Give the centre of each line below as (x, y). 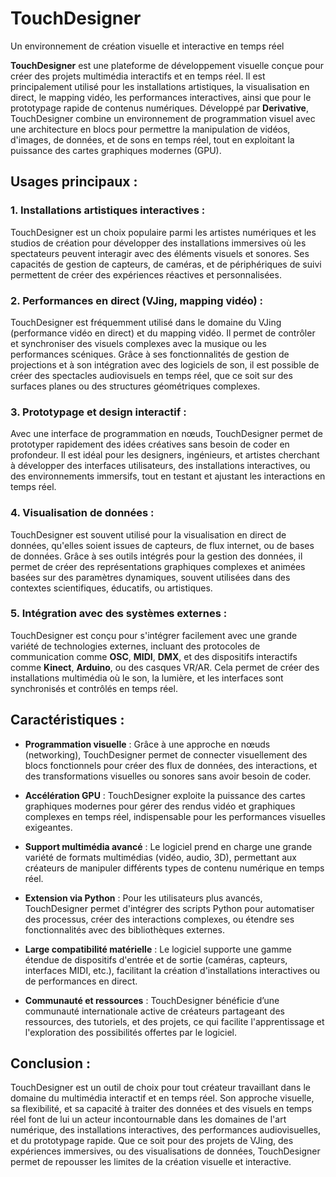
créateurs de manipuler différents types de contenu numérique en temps (174, 868)
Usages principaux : (74, 182)
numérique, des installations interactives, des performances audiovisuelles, (165, 1130)
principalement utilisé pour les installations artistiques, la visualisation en (160, 86)
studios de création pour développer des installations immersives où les (158, 243)
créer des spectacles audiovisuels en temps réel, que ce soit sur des (151, 375)
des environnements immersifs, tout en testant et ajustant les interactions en (168, 476)
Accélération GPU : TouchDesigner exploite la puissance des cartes (165, 795)
